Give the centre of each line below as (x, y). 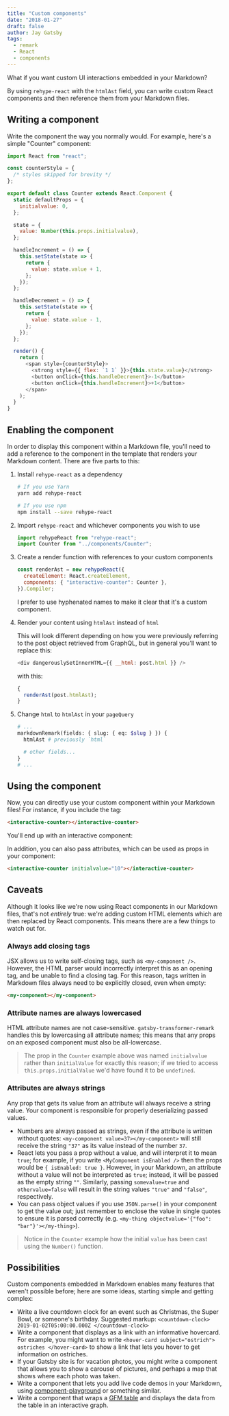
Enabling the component (60, 430)
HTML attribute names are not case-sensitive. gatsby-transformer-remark (111, 1028)
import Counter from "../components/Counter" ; (84, 544)
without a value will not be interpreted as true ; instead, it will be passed (118, 1174)
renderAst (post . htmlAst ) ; (60, 695)
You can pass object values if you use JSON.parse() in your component (117, 1204)
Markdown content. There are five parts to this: (73, 461)
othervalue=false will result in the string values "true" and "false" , (112, 1189)
